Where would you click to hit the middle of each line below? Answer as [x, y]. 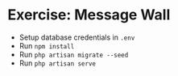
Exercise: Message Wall [89, 15]
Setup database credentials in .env [77, 37]
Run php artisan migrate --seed [74, 54]
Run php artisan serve [57, 63]
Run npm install [47, 45]
